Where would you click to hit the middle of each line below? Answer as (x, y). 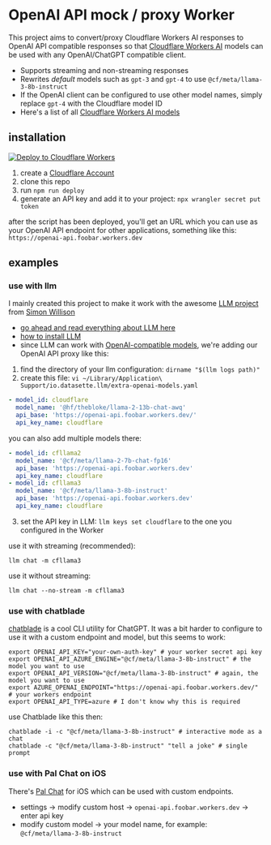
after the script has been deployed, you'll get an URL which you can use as (133, 222)
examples (34, 263)
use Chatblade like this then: (56, 717)
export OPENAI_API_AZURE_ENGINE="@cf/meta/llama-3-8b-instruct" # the (130, 659)
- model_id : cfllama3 (45, 483)
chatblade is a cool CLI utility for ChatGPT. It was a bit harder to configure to (135, 629)
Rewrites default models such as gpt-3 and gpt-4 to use (113, 79)
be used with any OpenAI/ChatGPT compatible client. (97, 54)
